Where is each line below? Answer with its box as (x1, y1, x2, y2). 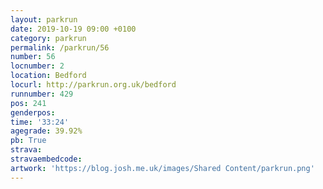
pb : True (10, 136, 47, 146)
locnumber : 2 (10, 61, 65, 71)
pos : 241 (10, 98, 47, 108)
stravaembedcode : (10, 154, 83, 164)
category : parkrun (10, 33, 87, 43)
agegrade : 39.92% (10, 126, 83, 136)
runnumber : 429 (10, 89, 74, 99)
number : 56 (10, 52, 56, 62)
